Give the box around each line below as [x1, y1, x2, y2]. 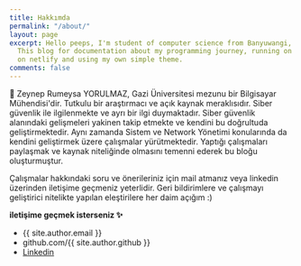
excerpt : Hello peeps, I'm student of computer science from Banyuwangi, [9, 38, 293, 48]
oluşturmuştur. [9, 155, 64, 166]
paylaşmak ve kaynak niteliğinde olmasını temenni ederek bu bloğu [9, 145, 259, 156]
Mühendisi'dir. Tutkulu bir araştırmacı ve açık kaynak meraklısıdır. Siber [9, 97, 273, 108]
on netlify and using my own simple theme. [17, 55, 183, 64]
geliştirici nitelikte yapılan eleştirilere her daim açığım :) [9, 191, 214, 203]
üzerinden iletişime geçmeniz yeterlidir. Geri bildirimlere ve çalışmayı [9, 182, 264, 193]
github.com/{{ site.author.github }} [22, 236, 150, 248]
